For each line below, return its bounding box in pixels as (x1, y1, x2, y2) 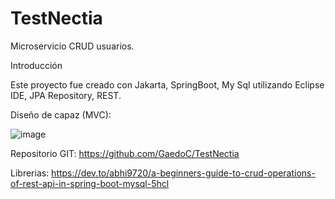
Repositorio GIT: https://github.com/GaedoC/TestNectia (10, 147, 240, 159)
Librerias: (10, 167, 50, 179)
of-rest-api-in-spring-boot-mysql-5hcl (10, 177, 170, 189)
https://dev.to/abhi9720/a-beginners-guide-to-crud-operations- (51, 167, 316, 179)
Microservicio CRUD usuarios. (10, 40, 135, 52)
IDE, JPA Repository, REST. (10, 89, 122, 101)
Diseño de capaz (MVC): (10, 108, 112, 121)
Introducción (10, 59, 63, 71)
